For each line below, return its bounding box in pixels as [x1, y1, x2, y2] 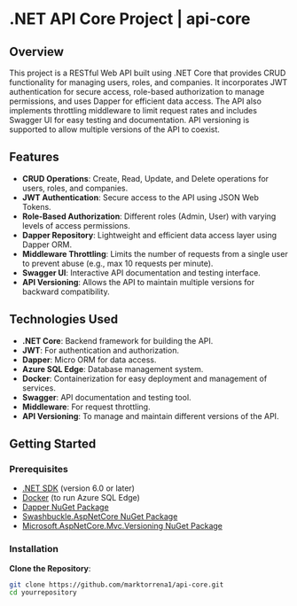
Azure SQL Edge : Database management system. [21, 363, 204, 374]
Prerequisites [9, 462, 68, 475]
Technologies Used [9, 312, 118, 327]
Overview [9, 44, 65, 59]
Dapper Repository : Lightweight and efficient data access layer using [21, 229, 277, 240]
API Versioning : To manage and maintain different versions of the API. [21, 410, 279, 421]
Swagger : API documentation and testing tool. [21, 392, 192, 402]
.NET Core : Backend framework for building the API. [21, 335, 214, 346]
